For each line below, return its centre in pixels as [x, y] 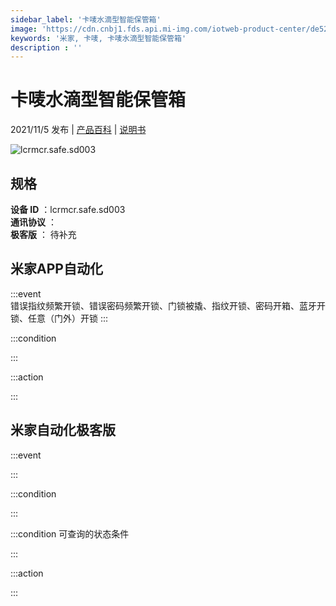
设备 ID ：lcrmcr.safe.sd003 [68, 209]
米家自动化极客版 [63, 430]
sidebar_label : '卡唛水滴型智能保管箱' [86, 19]
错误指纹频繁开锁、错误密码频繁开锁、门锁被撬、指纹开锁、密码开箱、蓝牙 [163, 305]
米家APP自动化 [56, 269]
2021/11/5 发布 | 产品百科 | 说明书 [78, 130]
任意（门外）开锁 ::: [68, 318]
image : [24, 29]
